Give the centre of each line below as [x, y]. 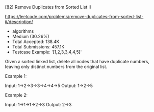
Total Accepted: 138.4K [36, 42]
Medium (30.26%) [31, 36]
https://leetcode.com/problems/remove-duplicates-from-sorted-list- [74, 16]
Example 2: [16, 95]
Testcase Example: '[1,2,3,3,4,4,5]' [47, 52]
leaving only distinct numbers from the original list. [56, 67]
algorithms [23, 31]
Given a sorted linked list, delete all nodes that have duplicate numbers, [77, 61]
